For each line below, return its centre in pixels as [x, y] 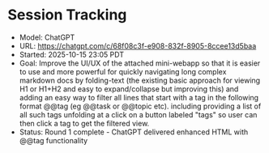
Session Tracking [67, 15]
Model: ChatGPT [47, 37]
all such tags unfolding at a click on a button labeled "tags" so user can [138, 114]
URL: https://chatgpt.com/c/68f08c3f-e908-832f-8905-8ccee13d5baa [138, 45]
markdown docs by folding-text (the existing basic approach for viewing [140, 80]
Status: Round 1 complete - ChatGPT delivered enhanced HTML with [134, 132]
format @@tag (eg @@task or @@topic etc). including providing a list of [140, 106]
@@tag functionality [53, 140]
